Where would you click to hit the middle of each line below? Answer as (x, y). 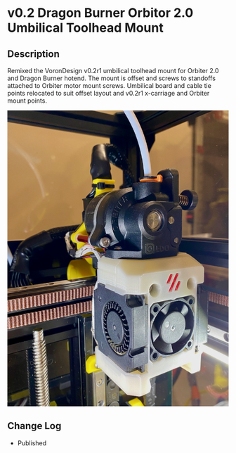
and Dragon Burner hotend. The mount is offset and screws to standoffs (112, 78)
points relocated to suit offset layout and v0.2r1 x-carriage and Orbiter (109, 93)
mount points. (27, 101)
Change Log (34, 426)
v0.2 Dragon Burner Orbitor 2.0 (100, 13)
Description (33, 54)
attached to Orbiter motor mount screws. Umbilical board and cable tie (110, 85)
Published (32, 443)
